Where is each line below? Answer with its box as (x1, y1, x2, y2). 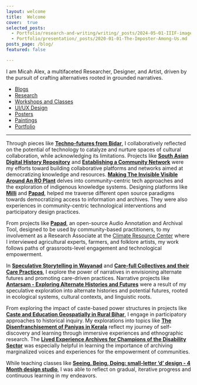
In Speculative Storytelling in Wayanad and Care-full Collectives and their (6, 262, 189, 269)
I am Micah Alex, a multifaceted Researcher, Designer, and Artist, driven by (6, 68, 187, 75)
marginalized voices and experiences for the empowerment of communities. (6, 348, 191, 355)
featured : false (6, 47, 46, 53)
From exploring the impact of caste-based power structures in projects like (6, 304, 187, 311)
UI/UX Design (14, 104, 48, 111)
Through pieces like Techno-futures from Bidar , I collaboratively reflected (6, 139, 186, 146)
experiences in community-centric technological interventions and (6, 202, 167, 209)
